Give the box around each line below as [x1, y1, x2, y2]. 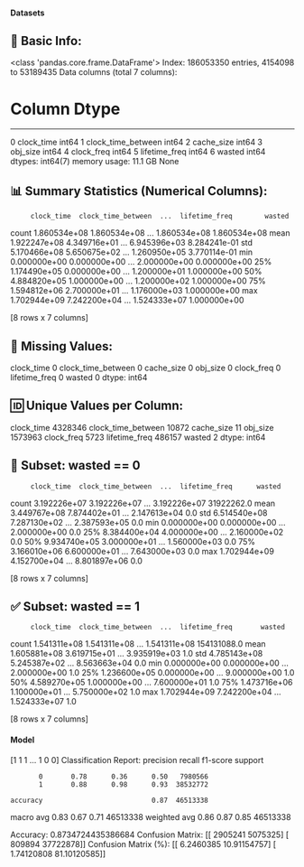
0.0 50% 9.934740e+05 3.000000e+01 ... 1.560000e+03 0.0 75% [10, 536, 256, 546]
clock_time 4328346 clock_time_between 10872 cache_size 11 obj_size [10, 422, 274, 433]
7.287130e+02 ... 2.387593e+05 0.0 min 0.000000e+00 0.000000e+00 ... [10, 517, 286, 527]
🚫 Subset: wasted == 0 [10, 458, 141, 473]
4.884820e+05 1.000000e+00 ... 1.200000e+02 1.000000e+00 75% [10, 275, 267, 286]
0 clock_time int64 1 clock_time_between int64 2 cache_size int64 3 [10, 136, 263, 148]
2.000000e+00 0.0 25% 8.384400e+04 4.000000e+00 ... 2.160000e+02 [10, 527, 284, 537]
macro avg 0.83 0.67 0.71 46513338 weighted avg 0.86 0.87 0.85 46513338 [10, 811, 291, 822]
